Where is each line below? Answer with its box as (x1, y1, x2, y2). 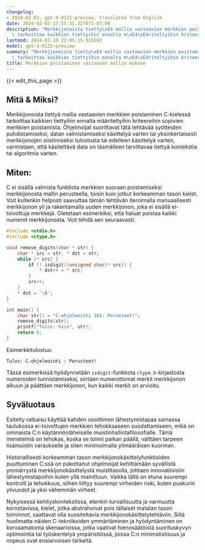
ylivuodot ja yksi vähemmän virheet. (6, 486, 97, 493)
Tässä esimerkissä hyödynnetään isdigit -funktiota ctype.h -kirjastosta (6, 369, 185, 376)
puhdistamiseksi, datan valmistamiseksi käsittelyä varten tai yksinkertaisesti (6, 130, 197, 137)
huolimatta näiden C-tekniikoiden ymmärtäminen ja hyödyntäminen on (6, 517, 183, 524)
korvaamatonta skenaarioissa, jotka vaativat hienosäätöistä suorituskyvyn (6, 524, 192, 531)
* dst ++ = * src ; (38, 267, 84, 274)
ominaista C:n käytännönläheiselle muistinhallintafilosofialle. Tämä (6, 428, 173, 436)
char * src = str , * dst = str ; (17, 250, 99, 257)
